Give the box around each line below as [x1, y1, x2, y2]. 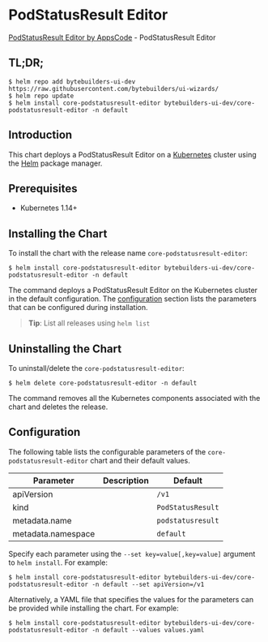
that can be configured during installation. [8, 303, 148, 312]
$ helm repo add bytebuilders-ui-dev [8, 77, 136, 86]
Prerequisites [8, 181, 78, 196]
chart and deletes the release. [8, 402, 108, 411]
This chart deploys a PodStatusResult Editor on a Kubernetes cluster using [8, 149, 257, 159]
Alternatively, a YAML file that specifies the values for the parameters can [8, 594, 253, 604]
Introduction [8, 128, 73, 142]
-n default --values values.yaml [91, 626, 205, 634]
